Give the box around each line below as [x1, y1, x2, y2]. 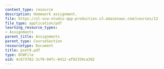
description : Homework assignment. [5, 12, 78, 17]
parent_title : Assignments [5, 34, 60, 39]
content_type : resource [5, 7, 54, 12]
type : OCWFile [5, 52, 34, 57]
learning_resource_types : [5, 25, 58, 30]
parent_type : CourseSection [5, 39, 62, 44]
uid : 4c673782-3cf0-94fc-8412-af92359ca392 [5, 57, 95, 62]
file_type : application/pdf [5, 20, 62, 26]
